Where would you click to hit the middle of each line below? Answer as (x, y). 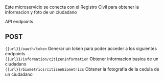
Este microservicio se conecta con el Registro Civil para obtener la (72, 7)
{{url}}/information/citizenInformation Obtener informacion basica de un (82, 59)
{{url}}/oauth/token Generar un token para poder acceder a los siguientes (81, 49)
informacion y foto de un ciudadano (41, 12)
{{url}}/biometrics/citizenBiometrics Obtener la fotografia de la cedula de (82, 69)
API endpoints (19, 22)
